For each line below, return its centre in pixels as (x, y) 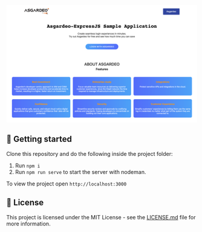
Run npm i (28, 166)
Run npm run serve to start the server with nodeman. (80, 172)
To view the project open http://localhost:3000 (67, 184)
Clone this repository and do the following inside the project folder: (90, 153)
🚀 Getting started (39, 139)
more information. (28, 224)
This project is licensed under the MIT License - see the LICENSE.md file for (101, 217)
